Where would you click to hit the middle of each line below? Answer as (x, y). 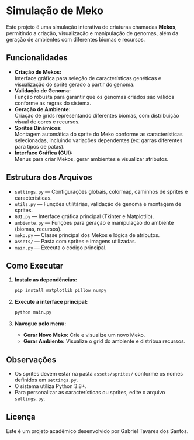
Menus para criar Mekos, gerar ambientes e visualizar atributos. (91, 159)
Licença (21, 417)
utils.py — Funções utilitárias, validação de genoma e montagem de (98, 204)
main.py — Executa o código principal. (60, 247)
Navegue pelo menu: (40, 324)
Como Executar (35, 265)
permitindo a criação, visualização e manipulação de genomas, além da (92, 33)
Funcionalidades (37, 58)
